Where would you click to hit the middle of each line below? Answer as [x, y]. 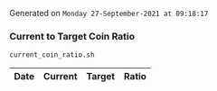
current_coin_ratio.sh [52, 55]
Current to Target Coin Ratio [72, 36]
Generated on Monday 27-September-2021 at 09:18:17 [109, 13]
